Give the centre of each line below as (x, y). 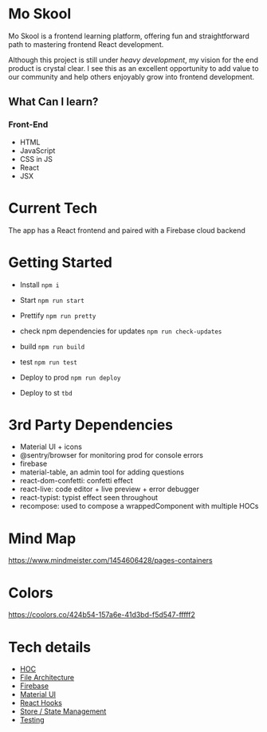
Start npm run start (52, 300)
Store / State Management (63, 711)
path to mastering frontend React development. (86, 44)
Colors (31, 593)
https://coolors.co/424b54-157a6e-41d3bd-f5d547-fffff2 (102, 615)
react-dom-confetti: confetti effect (76, 481)
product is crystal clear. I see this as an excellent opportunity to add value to (133, 68)
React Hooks (41, 703)
